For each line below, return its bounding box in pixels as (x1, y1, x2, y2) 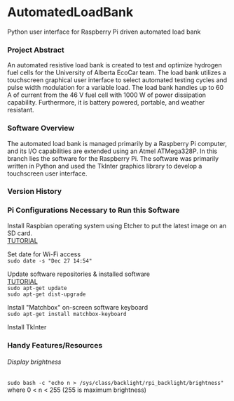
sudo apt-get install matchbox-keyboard (7, 310, 128, 317)
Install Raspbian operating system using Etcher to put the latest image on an (7, 221, 227, 230)
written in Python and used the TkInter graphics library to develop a (7, 162, 202, 170)
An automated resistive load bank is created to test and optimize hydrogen (7, 61, 222, 70)
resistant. (7, 106, 34, 114)
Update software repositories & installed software (7, 270, 151, 278)
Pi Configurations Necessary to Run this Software (7, 205, 180, 215)
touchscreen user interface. (7, 169, 88, 178)
